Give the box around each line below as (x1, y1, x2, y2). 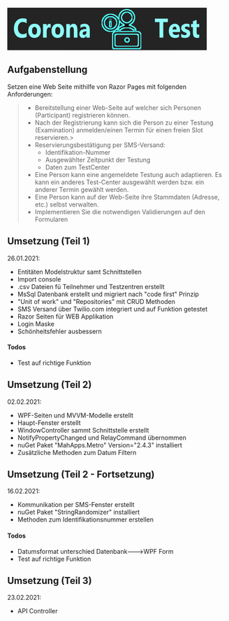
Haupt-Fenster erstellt (17, 418, 82, 427)
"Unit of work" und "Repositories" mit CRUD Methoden (17, 297, 176, 305)
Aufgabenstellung (7, 64, 88, 76)
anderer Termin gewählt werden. (34, 185, 129, 193)
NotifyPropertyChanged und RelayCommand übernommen (17, 433, 186, 442)
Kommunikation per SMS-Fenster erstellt (17, 501, 135, 509)
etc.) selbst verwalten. (34, 200, 99, 209)
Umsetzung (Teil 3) (7, 575, 92, 587)
